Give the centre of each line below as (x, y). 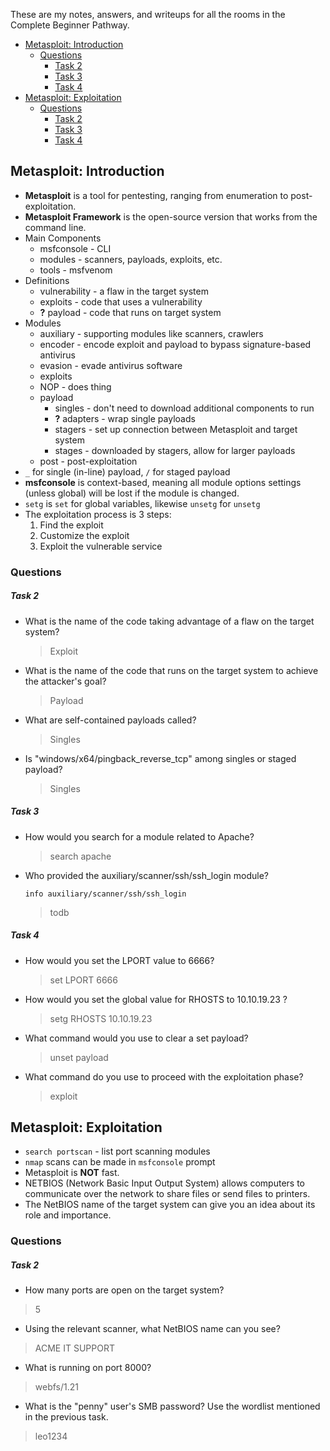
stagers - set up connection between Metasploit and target (176, 429)
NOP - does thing (75, 386)
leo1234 (51, 1436)
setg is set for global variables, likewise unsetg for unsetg (142, 503)
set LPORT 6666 (83, 980)
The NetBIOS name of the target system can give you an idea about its (170, 1205)
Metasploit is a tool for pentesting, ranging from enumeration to (156, 195)
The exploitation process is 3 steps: (98, 514)
